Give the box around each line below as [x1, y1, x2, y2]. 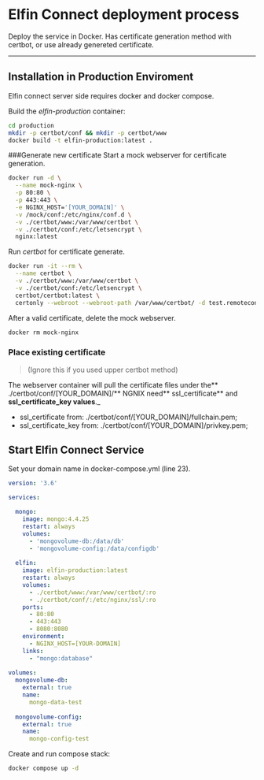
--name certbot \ [15, 269, 72, 277]
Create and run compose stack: [8, 749, 111, 759]
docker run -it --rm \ [8, 262, 82, 270]
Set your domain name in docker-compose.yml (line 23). [8, 464, 191, 474]
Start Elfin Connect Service [8, 444, 145, 457]
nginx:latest [15, 232, 58, 241]
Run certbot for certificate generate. [8, 247, 126, 257]
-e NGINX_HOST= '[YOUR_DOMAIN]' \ [15, 203, 125, 211]
